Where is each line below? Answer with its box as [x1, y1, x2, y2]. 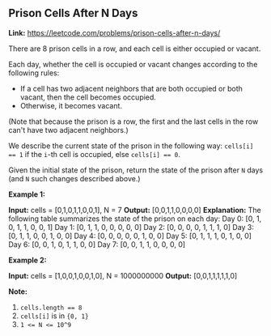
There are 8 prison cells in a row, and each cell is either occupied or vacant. [8, 44, 261, 53]
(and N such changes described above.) [8, 173, 141, 183]
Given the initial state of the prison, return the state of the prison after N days [8, 165, 264, 175]
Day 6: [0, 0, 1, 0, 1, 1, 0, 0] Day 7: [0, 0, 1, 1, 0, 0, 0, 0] [8, 239, 186, 249]
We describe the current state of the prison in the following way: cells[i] [8, 141, 254, 151]
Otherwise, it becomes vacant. [19, 100, 123, 110]
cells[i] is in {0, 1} [19, 311, 89, 321]
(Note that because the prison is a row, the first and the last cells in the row [8, 117, 259, 126]
